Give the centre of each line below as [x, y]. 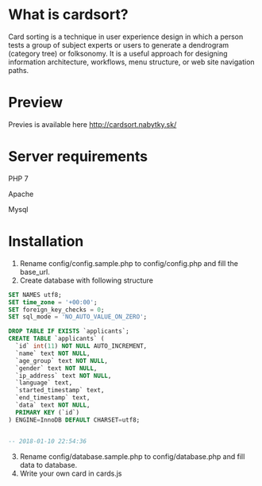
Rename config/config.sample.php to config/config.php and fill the [129, 263]
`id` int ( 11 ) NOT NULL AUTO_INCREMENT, [81, 346]
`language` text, [44, 383]
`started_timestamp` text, [60, 391]
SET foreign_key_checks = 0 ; [56, 310]
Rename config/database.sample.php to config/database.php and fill [132, 456]
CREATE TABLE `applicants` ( [56, 339]
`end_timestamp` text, [53, 398]
